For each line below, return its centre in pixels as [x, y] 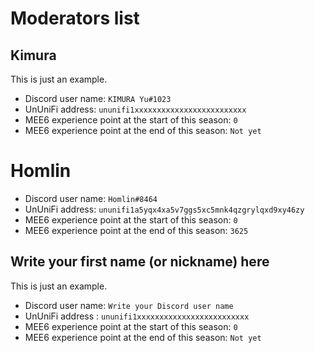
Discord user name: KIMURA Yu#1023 [98, 98]
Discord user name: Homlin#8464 [91, 198]
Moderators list [75, 18]
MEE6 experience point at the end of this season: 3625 [136, 230]
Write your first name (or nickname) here [140, 262]
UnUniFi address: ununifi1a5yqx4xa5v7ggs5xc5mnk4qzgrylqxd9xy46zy [164, 209]
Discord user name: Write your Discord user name [129, 305]
